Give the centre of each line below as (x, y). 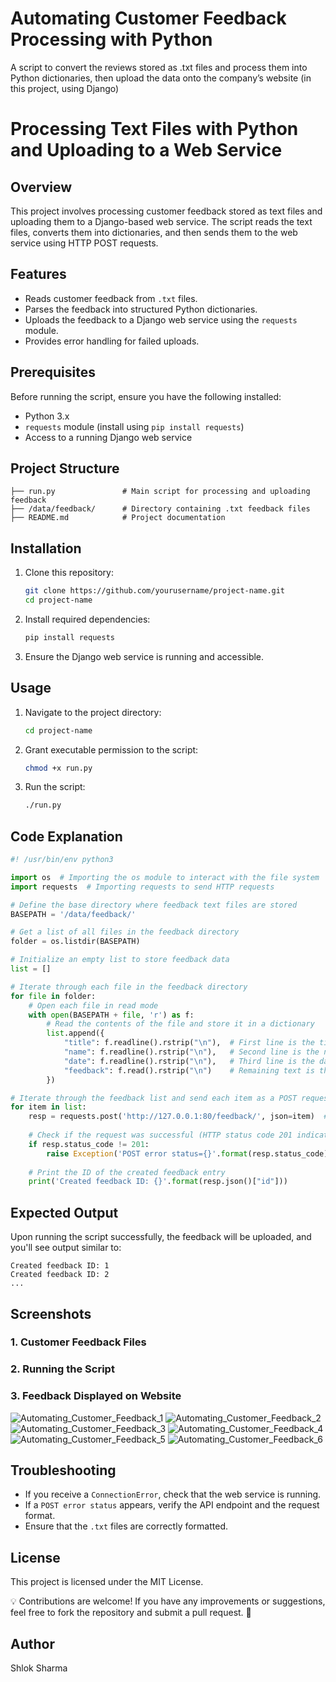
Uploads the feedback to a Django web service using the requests (161, 319)
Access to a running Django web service (108, 437)
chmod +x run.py (58, 768)
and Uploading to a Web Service (146, 150)
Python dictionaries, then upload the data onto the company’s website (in (161, 78)
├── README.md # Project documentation (118, 518)
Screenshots (51, 1313)
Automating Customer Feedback (148, 18)
